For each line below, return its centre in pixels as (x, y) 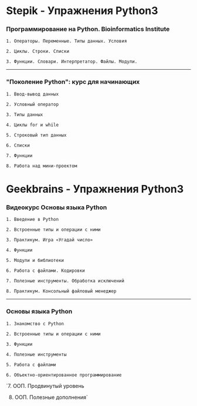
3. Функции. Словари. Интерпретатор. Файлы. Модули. (72, 62)
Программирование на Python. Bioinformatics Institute (88, 29)
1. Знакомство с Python (35, 323)
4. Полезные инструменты (36, 354)
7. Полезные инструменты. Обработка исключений (65, 281)
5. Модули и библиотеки (35, 261)
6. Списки (18, 145)
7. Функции (19, 156)
